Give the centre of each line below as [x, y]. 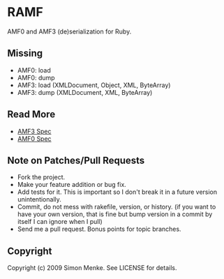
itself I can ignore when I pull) [60, 222]
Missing [25, 53]
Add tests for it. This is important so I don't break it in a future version [117, 192]
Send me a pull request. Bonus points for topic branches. [99, 229]
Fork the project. [41, 177]
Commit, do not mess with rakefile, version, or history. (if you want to [117, 207]
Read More [31, 115]
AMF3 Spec [34, 131]
